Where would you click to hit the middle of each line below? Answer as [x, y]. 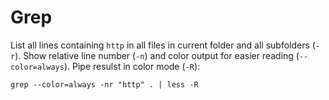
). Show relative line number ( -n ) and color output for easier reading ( [157, 55]
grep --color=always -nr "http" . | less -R [104, 84]
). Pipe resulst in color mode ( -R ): [132, 66]
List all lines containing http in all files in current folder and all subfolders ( [163, 45]
